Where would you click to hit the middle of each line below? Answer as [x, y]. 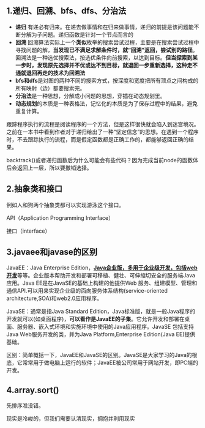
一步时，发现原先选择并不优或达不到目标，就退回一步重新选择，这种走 [104, 65]
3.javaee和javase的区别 [52, 252]
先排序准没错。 [25, 405]
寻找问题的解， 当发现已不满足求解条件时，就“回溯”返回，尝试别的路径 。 [106, 50]
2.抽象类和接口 [35, 189]
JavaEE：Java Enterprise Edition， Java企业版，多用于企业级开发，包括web [102, 268]
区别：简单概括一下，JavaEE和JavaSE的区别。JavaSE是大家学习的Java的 [99, 355]
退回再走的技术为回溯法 [56, 73]
